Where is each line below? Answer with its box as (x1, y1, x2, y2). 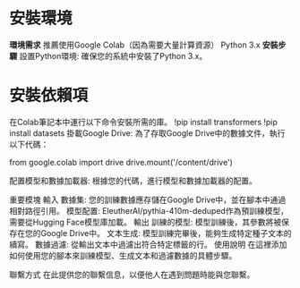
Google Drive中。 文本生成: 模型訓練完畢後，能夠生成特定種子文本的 (39, 227, 292, 238)
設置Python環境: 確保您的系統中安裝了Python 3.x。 (19, 50, 208, 61)
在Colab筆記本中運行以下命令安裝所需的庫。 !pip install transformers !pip (9, 116, 278, 127)
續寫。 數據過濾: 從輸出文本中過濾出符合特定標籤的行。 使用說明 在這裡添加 (9, 239, 287, 250)
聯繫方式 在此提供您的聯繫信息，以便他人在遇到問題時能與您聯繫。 (9, 269, 255, 280)
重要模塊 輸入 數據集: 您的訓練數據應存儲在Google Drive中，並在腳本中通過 (9, 194, 287, 205)
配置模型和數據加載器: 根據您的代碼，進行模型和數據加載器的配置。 (9, 175, 257, 186)
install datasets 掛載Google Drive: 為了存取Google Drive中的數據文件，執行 (9, 127, 286, 139)
